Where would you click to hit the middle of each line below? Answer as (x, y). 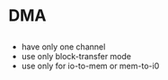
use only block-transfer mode (76, 56)
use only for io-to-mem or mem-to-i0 (90, 66)
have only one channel (63, 47)
